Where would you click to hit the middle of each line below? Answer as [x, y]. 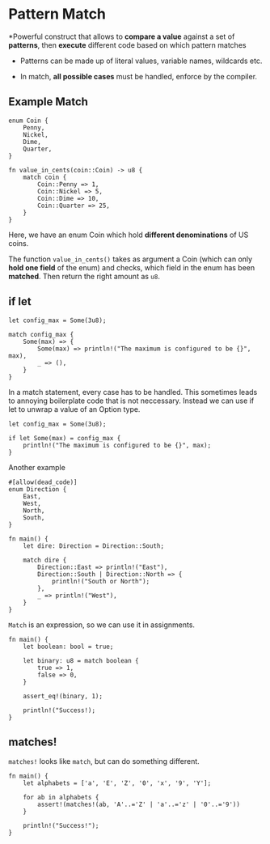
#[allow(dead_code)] [43, 482]
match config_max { [41, 334]
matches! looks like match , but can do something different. [104, 761]
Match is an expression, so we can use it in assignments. [102, 625]
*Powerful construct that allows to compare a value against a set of [122, 36]
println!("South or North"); [101, 581]
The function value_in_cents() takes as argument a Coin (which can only [131, 259]
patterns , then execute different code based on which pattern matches [127, 45]
